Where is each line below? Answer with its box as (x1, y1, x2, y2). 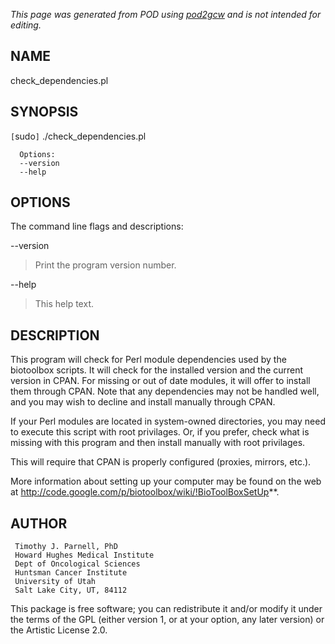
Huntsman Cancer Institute (14, 568, 128, 578)
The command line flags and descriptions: (10, 220, 184, 233)
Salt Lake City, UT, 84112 (14, 585, 128, 596)
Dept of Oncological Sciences (14, 559, 141, 569)
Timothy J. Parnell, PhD (14, 542, 118, 552)
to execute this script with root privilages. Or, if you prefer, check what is (10, 426, 310, 438)
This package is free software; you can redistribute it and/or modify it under (10, 603, 323, 615)
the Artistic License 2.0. (10, 624, 108, 636)
